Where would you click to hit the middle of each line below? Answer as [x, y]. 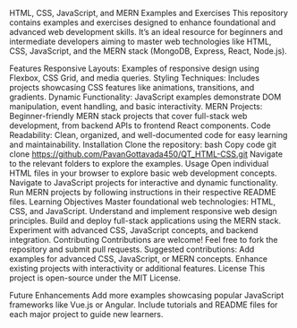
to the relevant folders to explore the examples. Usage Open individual [139, 164]
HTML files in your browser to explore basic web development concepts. [143, 173]
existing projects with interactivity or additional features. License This [137, 268]
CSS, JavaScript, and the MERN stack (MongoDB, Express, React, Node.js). [148, 51]
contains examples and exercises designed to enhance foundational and [142, 22]
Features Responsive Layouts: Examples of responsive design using [134, 68]
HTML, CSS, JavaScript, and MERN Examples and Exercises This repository [149, 13]
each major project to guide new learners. [86, 314]
